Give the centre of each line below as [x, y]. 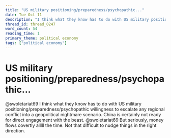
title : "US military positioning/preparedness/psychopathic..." [75, 10]
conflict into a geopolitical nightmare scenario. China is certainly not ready [83, 114]
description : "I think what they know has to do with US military [77, 19]
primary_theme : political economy [42, 39]
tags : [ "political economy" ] [36, 43]
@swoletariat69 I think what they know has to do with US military [73, 103]
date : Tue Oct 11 [24, 15]
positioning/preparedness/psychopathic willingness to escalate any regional [85, 109]
